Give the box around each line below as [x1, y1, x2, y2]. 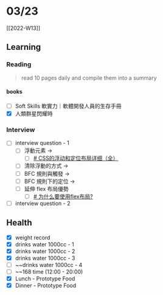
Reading [6, 60, 32, 69]
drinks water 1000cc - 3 [15, 254, 75, 262]
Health [6, 218, 32, 228]
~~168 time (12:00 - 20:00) [15, 268, 83, 275]
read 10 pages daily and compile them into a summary [21, 74, 157, 82]
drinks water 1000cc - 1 [15, 240, 74, 248]
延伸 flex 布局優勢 [24, 185, 69, 192]
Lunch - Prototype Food [15, 275, 75, 282]
